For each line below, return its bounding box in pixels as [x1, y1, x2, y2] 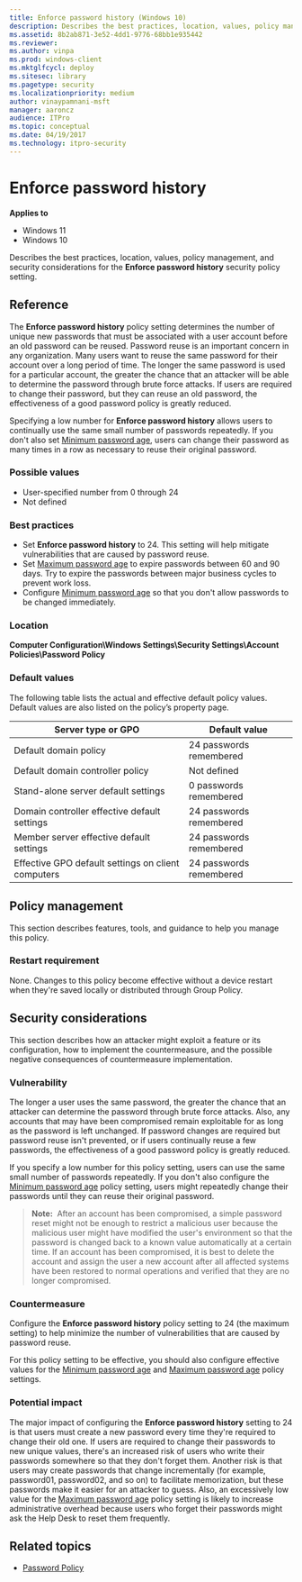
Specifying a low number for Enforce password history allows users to [9, 415, 273, 426]
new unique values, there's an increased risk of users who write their [9, 1445, 265, 1456]
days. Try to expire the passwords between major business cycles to [22, 568, 277, 579]
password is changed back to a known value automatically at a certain [31, 1236, 292, 1248]
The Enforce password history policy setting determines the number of [9, 321, 276, 332]
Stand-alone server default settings [13, 785, 165, 797]
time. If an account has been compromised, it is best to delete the [31, 1246, 275, 1257]
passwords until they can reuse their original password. [9, 1190, 215, 1201]
